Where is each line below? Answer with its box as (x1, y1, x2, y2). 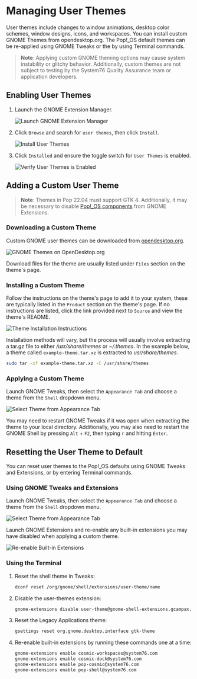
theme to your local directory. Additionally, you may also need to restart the (6, 424, 189, 431)
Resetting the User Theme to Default (6, 447, 143, 457)
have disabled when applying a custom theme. (6, 533, 120, 540)
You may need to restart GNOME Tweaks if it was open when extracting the (6, 417, 190, 424)
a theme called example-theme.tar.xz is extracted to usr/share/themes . (6, 349, 179, 356)
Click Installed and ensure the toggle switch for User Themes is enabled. (14, 152, 191, 159)
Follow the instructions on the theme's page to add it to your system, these (6, 294, 188, 302)
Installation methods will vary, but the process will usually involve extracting (6, 337, 191, 344)
